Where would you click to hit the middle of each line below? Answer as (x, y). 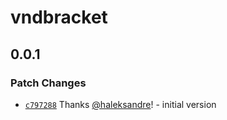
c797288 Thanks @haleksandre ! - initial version (120, 104)
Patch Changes (48, 83)
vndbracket (59, 17)
